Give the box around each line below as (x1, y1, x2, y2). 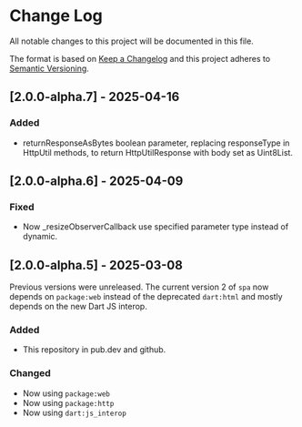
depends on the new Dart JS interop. (9, 301, 147, 312)
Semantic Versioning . (9, 63, 89, 74)
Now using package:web (22, 388, 111, 399)
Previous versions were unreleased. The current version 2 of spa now (9, 281, 269, 292)
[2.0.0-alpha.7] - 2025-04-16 (9, 89, 180, 105)
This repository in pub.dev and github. (22, 344, 166, 355)
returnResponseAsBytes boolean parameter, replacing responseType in (22, 137, 290, 148)
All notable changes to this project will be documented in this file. (9, 36, 255, 46)
